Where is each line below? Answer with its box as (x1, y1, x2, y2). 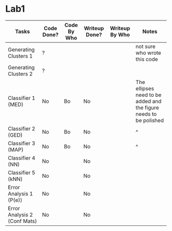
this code (135, 56, 158, 63)
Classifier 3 (8, 140, 36, 147)
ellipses (135, 85, 155, 92)
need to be (135, 91, 162, 98)
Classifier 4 (8, 154, 36, 161)
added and (135, 97, 162, 105)
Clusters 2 (8, 70, 33, 77)
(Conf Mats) (8, 217, 37, 224)
